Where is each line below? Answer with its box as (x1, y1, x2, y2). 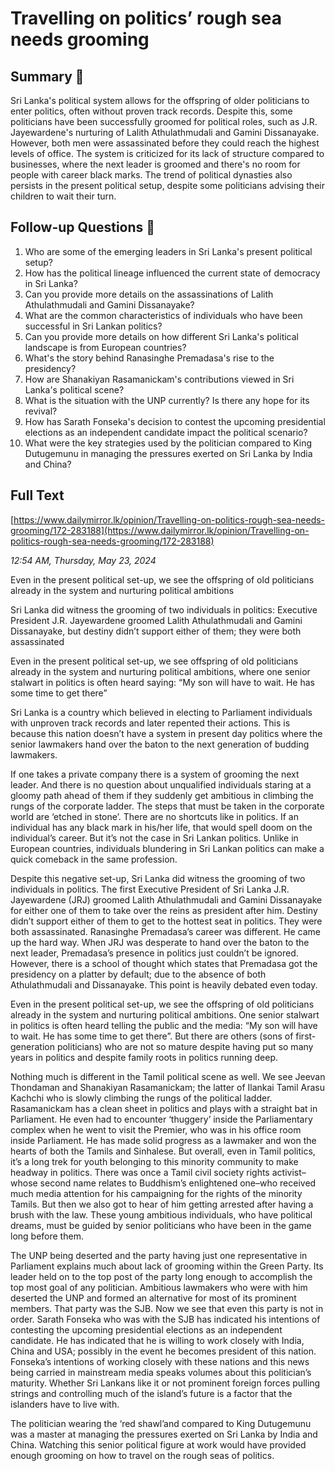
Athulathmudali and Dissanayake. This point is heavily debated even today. (10, 978, 318, 991)
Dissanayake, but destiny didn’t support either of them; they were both (10, 625, 302, 637)
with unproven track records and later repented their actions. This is (10, 717, 291, 729)
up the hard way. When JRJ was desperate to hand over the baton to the (10, 936, 310, 948)
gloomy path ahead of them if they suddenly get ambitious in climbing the (10, 789, 314, 801)
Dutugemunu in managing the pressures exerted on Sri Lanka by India (24, 447, 313, 459)
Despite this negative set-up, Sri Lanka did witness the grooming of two (10, 872, 306, 884)
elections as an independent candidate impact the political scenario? (24, 426, 308, 438)
